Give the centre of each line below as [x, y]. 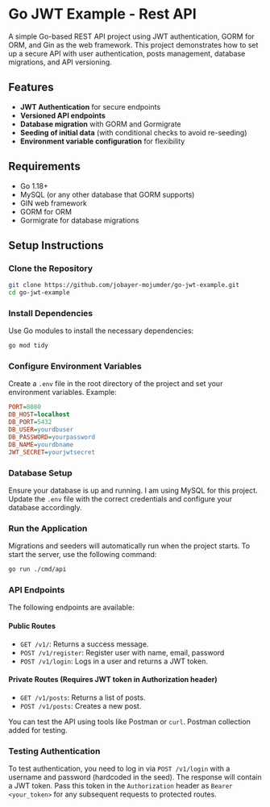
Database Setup [40, 472]
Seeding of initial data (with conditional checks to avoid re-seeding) [133, 132]
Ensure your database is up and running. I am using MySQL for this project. [133, 490]
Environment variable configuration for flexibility [102, 141]
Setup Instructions [56, 245]
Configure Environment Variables [75, 366]
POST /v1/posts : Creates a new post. [81, 705]
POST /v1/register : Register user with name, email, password [122, 652]
